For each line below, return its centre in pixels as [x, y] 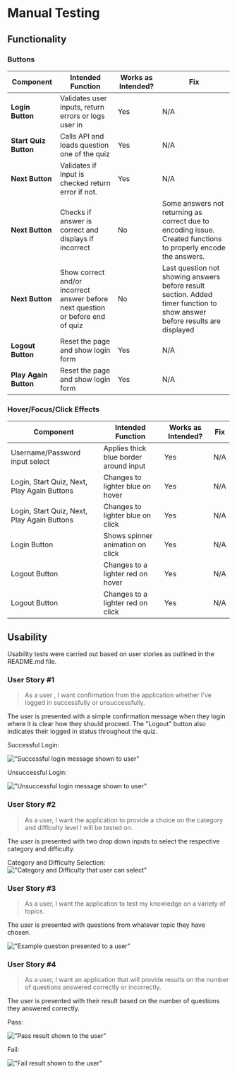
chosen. [19, 932]
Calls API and [82, 136]
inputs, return [82, 107]
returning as [182, 212]
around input [124, 466]
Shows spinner [128, 536]
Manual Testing [54, 13]
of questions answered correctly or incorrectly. [93, 987]
